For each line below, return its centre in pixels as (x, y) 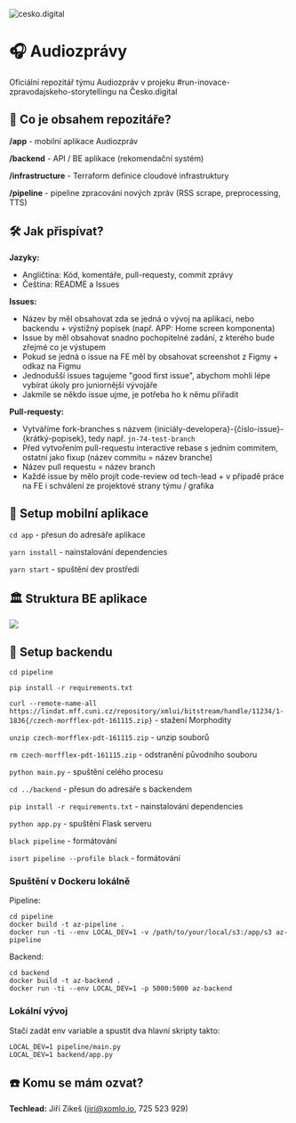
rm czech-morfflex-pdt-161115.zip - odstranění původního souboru (133, 754)
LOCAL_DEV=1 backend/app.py (61, 1054)
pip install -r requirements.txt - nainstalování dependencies (126, 806)
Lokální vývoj (39, 1011)
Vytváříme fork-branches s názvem (87, 428)
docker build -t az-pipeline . (67, 925)
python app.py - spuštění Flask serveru (81, 823)
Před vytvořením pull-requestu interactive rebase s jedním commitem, (150, 448)
